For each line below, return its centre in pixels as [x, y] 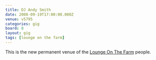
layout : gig [18, 33]
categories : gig [22, 24]
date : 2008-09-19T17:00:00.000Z [39, 14]
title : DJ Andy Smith [28, 10]
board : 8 [14, 28]
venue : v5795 [19, 19]
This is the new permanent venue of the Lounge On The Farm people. [78, 52]
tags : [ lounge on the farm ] [35, 38]
